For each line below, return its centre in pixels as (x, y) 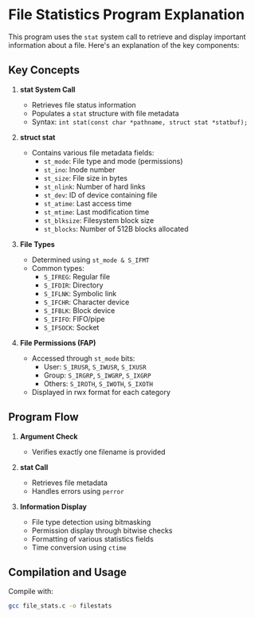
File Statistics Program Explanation (127, 15)
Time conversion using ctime (79, 547)
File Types (37, 244)
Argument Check (49, 436)
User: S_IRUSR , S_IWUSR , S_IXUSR (95, 366)
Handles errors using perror (78, 491)
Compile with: (31, 592)
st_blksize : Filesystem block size (99, 220)
